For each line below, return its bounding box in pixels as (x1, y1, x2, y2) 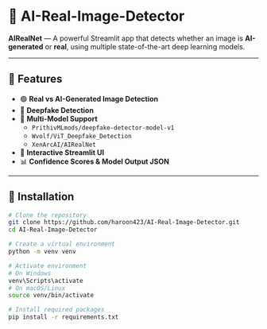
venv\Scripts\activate (8, 277, 83, 284)
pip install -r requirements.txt (8, 313, 119, 321)
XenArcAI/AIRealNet (31, 141, 97, 149)
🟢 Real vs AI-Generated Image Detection (19, 94, 159, 103)
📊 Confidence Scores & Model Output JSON (19, 157, 169, 166)
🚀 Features (8, 72, 63, 86)
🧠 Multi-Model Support (19, 114, 98, 123)
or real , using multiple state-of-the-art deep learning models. (44, 41, 246, 51)
